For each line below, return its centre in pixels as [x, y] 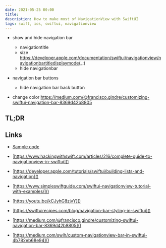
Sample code [26, 147]
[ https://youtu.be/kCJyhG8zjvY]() [46, 201]
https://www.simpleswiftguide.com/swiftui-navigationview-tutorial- [83, 186]
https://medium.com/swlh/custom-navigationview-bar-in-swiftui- [81, 235]
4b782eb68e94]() [31, 241]
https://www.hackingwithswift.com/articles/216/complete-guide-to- [83, 156]
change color [26, 97]
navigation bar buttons [35, 78]
